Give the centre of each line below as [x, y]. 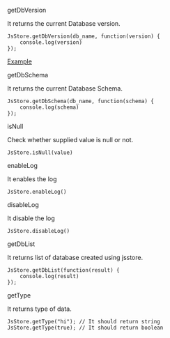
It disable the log [31, 218]
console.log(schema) [49, 107]
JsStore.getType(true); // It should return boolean [85, 328]
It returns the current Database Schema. [65, 89]
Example [20, 61]
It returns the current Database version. [64, 23]
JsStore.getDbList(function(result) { [63, 270]
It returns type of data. [39, 309]
